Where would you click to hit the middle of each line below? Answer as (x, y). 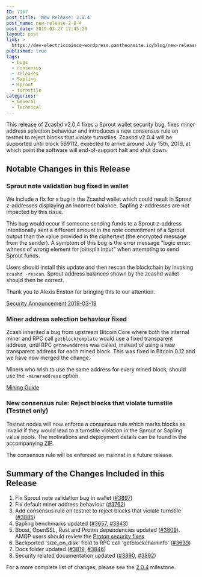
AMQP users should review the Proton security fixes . (80, 536)
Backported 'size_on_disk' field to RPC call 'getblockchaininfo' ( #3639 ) (103, 543)
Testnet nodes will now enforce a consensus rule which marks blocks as (96, 424)
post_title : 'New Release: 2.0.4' (50, 17)
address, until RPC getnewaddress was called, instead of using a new (91, 345)
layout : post (23, 34)
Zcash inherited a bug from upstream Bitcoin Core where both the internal (98, 332)
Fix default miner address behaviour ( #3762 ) (70, 504)
